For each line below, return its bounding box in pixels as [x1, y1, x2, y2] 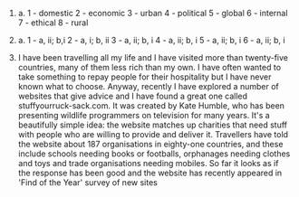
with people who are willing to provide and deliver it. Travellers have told [17, 129, 288, 139]
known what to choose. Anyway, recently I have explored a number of [17, 81, 279, 91]
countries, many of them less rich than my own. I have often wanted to [17, 62, 282, 72]
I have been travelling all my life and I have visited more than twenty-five [17, 52, 288, 62]
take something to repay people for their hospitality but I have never [17, 71, 272, 82]
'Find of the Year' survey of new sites [17, 177, 159, 188]
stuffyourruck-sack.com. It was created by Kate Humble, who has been [17, 100, 285, 111]
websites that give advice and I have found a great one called [17, 90, 247, 101]
